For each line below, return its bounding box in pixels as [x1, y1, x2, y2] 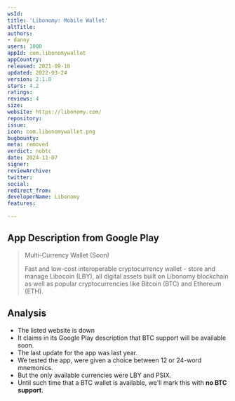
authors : [7, 30, 33, 37]
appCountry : [7, 56, 42, 63]
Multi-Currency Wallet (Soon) [24, 250, 110, 259]
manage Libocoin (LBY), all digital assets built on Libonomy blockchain [24, 272, 229, 280]
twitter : [7, 174, 33, 181]
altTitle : [7, 23, 36, 30]
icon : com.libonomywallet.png [7, 128, 96, 135]
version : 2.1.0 [7, 75, 52, 83]
